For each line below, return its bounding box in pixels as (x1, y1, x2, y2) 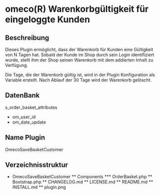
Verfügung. (5, 63, 28, 68)
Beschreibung (5, 33, 49, 42)
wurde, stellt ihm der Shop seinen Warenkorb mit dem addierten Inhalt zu (5, 57, 154, 63)
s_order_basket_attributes (5, 104, 58, 110)
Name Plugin (5, 133, 45, 142)
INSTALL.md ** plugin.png (12, 184, 66, 190)
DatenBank (5, 91, 40, 99)
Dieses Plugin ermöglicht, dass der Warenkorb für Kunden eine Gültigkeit (5, 47, 154, 52)
